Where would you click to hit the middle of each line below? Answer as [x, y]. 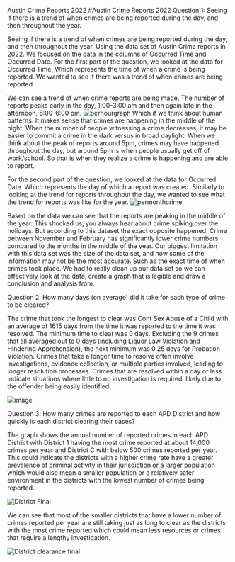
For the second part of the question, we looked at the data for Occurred [112, 179]
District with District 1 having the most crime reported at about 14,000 [109, 443]
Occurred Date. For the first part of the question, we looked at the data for [115, 62]
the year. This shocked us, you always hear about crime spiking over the [113, 223]
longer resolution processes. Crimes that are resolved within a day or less [115, 371]
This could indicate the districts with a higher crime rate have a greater [110, 457]
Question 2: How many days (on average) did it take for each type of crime [116, 297]
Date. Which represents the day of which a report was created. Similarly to [116, 187]
